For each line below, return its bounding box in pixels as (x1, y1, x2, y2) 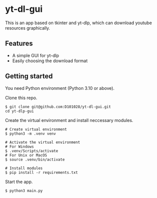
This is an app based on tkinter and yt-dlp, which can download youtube (5, 20, 152, 26)
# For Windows (5, 144, 34, 149)
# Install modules (5, 165, 43, 171)
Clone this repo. (5, 95, 38, 101)
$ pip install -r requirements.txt (5, 170, 78, 175)
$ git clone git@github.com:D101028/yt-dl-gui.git (5, 104, 111, 109)
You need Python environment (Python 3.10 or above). (5, 85, 115, 91)
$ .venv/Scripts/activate (5, 148, 58, 154)
